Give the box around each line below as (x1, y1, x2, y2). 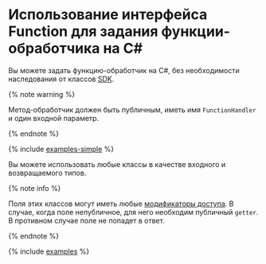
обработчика (8, 40, 100, 57)
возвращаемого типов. (8, 168, 87, 177)
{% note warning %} (8, 89, 76, 99)
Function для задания (8, 22, 158, 41)
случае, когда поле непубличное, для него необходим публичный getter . (8, 207, 259, 216)
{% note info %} (8, 183, 61, 192)
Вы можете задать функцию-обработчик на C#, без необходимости (8, 65, 241, 75)
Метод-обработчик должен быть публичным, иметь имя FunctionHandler (8, 105, 256, 115)
